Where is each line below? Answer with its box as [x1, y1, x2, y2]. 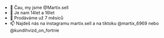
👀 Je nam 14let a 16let [9, 10, 55, 16]
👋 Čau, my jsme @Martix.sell [9, 5, 69, 10]
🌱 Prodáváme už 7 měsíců [9, 15, 64, 20]
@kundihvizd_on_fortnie [9, 27, 60, 33]
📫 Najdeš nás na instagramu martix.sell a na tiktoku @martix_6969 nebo [9, 20, 159, 26]
